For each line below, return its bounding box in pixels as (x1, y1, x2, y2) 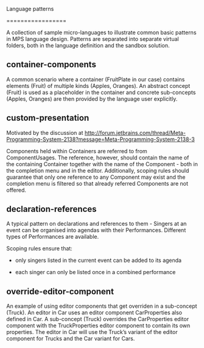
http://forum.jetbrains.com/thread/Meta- (84, 129, 186, 136)
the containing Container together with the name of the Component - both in (6, 160, 198, 167)
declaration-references (6, 204, 97, 214)
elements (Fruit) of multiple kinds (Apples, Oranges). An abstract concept (6, 82, 191, 89)
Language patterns (6, 5, 54, 12)
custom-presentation (6, 113, 90, 123)
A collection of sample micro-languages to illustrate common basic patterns (6, 29, 197, 36)
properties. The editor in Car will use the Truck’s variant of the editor (6, 328, 178, 336)
